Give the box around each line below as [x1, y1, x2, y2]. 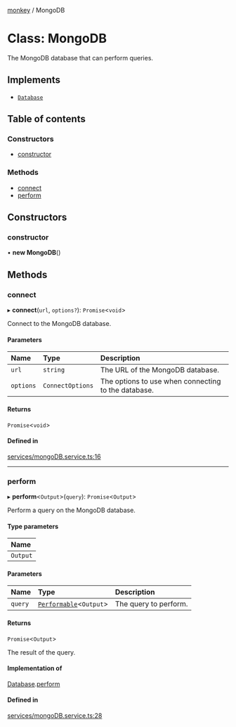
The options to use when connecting [100, 376, 221, 386]
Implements [7, 74, 61, 86]
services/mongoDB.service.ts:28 [7, 712, 103, 720]
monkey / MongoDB [7, 6, 65, 14]
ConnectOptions [43, 382, 93, 390]
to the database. [100, 386, 155, 395]
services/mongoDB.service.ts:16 [7, 452, 101, 461]
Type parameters [7, 522, 59, 530]
